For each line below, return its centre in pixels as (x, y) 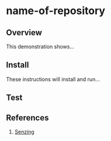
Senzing (25, 132)
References (27, 118)
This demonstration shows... (40, 46)
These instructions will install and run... (53, 79)
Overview (24, 33)
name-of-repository (56, 11)
